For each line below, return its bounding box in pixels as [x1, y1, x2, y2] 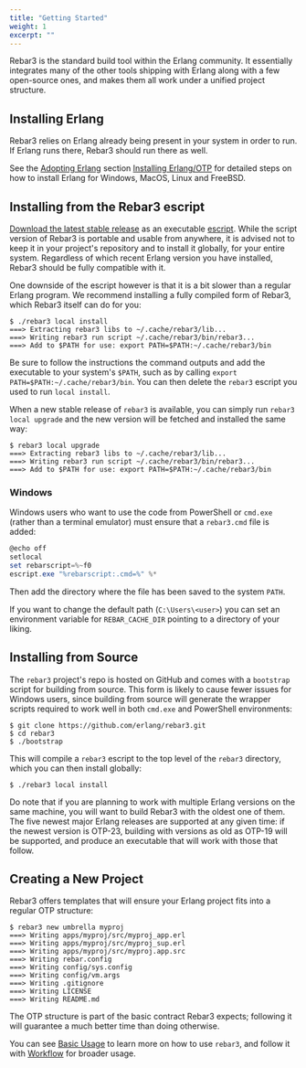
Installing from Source [9, 650, 139, 666]
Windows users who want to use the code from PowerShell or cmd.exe [9, 507, 273, 518]
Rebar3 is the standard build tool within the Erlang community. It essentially [9, 56, 293, 67]
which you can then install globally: [9, 763, 142, 774]
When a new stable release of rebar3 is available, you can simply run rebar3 [9, 404, 295, 414]
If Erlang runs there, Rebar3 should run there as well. [9, 145, 208, 156]
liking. [9, 623, 32, 634]
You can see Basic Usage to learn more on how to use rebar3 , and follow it [9, 1039, 290, 1050]
